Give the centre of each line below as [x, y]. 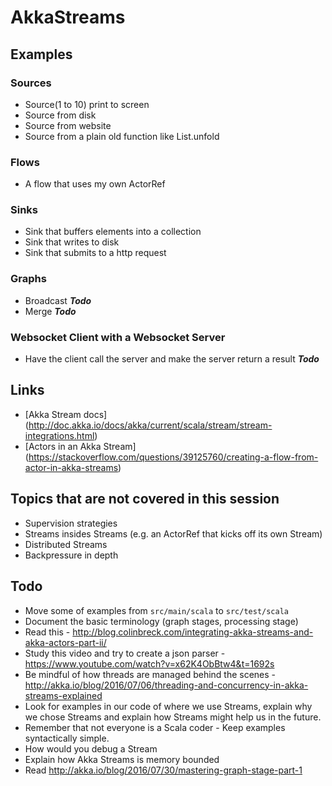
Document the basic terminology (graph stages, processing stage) [161, 621]
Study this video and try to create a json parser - [125, 653]
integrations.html [59, 435]
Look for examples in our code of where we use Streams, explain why [168, 706]
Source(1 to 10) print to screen [87, 104]
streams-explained [63, 695]
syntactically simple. [67, 738]
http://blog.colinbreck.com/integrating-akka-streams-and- [193, 632]
